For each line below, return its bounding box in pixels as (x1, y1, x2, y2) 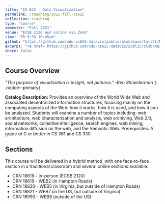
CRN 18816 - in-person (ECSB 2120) (12, 173, 85, 179)
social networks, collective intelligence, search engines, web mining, (5, 120, 144, 126)
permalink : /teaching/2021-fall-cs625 (5, 12, 84, 17)
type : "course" (5, 21, 36, 26)
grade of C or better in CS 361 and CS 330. (5, 131, 92, 137)
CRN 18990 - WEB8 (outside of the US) (12, 194, 92, 200)
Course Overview (5, 66, 60, 75)
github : (5, 39, 21, 44)
